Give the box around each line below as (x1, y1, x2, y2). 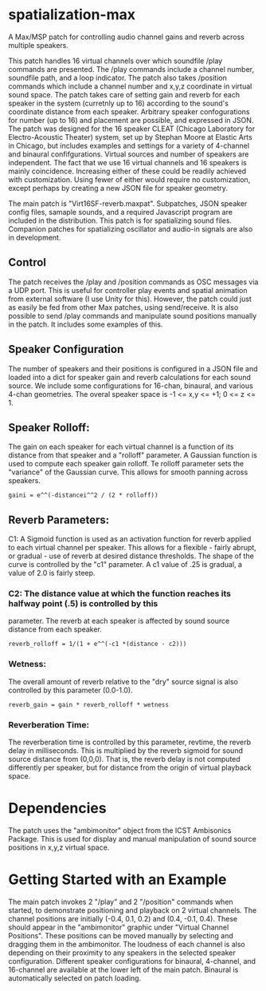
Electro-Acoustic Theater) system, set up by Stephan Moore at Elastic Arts (8, 132, 252, 141)
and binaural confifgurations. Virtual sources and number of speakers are (8, 149, 249, 159)
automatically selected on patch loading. (8, 973, 142, 983)
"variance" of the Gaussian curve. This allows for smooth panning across (8, 467, 248, 477)
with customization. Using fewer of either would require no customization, (8, 174, 251, 184)
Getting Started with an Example (8, 870, 227, 889)
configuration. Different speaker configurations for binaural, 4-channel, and (8, 956, 256, 965)
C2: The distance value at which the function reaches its (8, 589, 231, 600)
